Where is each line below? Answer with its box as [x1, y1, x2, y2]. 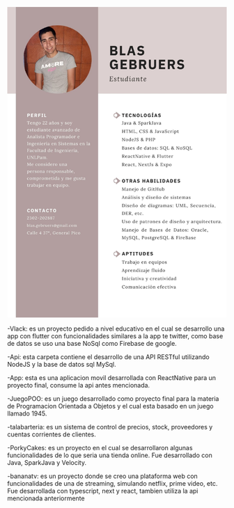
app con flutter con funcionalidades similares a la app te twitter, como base [7, 331, 224, 340]
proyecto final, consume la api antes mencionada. [7, 381, 150, 389]
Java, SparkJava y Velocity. [7, 458, 87, 466]
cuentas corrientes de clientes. [7, 430, 96, 438]
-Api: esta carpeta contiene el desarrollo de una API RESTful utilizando [7, 352, 210, 361]
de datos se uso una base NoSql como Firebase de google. [7, 339, 178, 347]
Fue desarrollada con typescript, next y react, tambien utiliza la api [7, 486, 198, 495]
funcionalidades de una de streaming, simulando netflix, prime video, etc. [7, 479, 218, 487]
